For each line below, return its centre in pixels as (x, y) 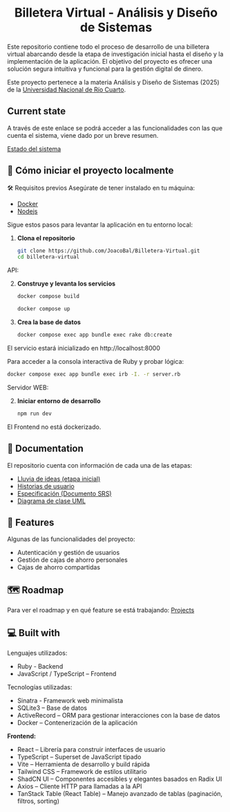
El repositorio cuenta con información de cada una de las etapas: (100, 465)
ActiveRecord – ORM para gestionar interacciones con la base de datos (118, 715)
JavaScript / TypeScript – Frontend (67, 673)
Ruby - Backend (40, 666)
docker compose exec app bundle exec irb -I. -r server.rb (94, 374)
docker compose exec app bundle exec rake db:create (95, 335)
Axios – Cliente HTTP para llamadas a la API (80, 786)
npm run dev (34, 414)
